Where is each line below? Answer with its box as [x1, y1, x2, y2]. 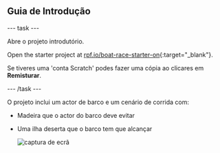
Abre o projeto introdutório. [7, 37, 85, 45]
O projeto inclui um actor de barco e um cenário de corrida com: [7, 98, 190, 106]
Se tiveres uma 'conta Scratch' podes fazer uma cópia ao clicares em [7, 63, 204, 72]
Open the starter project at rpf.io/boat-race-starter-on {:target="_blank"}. [7, 50, 213, 59]
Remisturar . [7, 71, 42, 79]
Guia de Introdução [7, 6, 91, 17]
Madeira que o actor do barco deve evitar [16, 111, 135, 119]
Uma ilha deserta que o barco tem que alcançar [16, 124, 153, 133]
